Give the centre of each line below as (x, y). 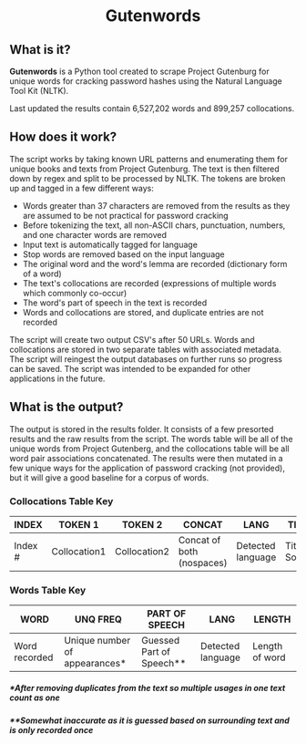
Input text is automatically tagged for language (110, 244)
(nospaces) (203, 563)
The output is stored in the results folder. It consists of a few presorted (142, 429)
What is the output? (66, 407)
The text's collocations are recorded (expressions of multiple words (149, 283)
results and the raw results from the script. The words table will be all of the (151, 439)
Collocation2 (143, 551)
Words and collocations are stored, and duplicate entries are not (143, 312)
